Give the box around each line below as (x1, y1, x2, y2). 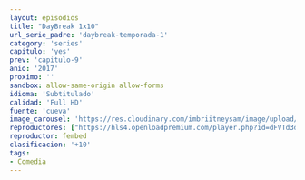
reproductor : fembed (9, 132, 88, 141)
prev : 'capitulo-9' (9, 55, 84, 65)
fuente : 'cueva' (9, 106, 71, 115)
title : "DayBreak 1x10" (9, 22, 100, 31)
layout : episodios (9, 13, 79, 23)
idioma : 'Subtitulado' (9, 89, 95, 98)
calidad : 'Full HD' (9, 97, 84, 107)
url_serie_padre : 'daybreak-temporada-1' (9, 30, 169, 39)
